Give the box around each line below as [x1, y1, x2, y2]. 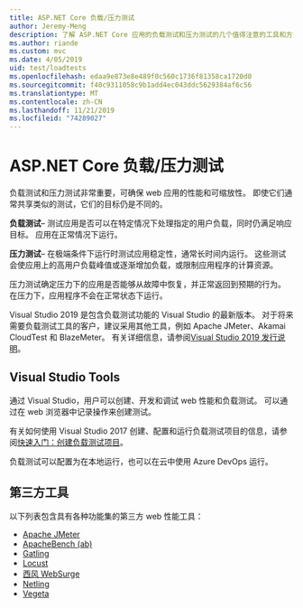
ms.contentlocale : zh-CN [9, 97, 103, 107]
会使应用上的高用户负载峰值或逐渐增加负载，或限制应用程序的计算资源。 [9, 259, 278, 271]
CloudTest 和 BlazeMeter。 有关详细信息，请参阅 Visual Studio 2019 [9, 332, 260, 343]
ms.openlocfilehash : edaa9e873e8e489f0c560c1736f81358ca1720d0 [9, 72, 252, 81]
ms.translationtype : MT [9, 89, 99, 98]
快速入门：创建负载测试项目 [17, 436, 120, 447]
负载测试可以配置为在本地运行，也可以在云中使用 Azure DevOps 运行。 [9, 455, 273, 466]
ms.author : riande [9, 38, 78, 48]
